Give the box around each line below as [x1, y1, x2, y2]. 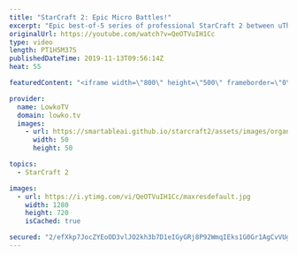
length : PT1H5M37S [9, 46, 77, 55]
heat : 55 [9, 63, 42, 72]
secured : [9, 233, 42, 242]
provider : [9, 94, 46, 103]
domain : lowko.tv [17, 111, 81, 120]
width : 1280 [25, 200, 69, 209]
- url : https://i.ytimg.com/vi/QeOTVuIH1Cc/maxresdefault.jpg [17, 192, 251, 201]
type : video [9, 37, 53, 47]
